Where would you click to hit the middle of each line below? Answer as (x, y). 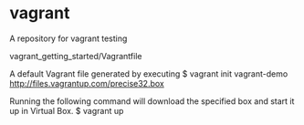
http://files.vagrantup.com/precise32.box (87, 83)
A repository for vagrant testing (68, 38)
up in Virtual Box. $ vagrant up (67, 110)
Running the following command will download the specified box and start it (152, 101)
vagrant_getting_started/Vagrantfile (76, 56)
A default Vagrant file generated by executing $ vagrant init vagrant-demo (149, 73)
